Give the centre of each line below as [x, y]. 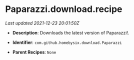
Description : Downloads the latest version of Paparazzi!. [71, 32]
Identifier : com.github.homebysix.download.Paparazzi [67, 42]
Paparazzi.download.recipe [64, 9]
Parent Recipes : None [34, 52]
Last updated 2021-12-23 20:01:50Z [42, 23]
